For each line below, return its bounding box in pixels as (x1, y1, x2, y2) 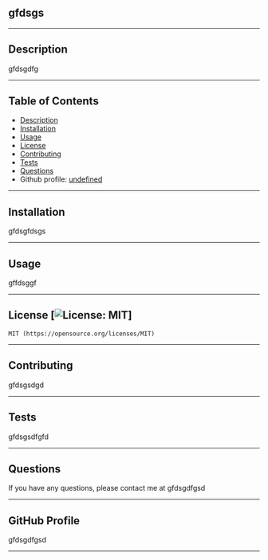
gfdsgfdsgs (8, 226, 46, 236)
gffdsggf (8, 278, 37, 288)
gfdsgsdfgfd (8, 432, 49, 441)
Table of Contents (8, 95, 100, 108)
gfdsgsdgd (8, 380, 45, 390)
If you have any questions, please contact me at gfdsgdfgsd (8, 484, 206, 493)
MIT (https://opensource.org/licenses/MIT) (8, 330, 156, 338)
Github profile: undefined (19, 174, 103, 184)
